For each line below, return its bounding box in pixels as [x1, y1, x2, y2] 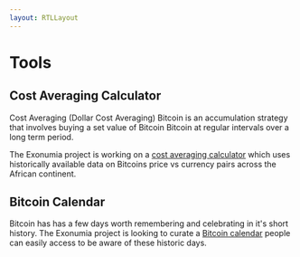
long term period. [9, 131, 74, 142]
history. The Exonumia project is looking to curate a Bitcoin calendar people [9, 228, 291, 239]
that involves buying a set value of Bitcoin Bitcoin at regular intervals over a [9, 121, 289, 132]
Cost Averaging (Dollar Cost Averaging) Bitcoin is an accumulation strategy [9, 112, 288, 123]
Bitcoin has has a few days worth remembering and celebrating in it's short [9, 218, 289, 229]
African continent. [9, 168, 77, 179]
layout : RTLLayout [9, 13, 79, 23]
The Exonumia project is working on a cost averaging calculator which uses [9, 148, 291, 159]
